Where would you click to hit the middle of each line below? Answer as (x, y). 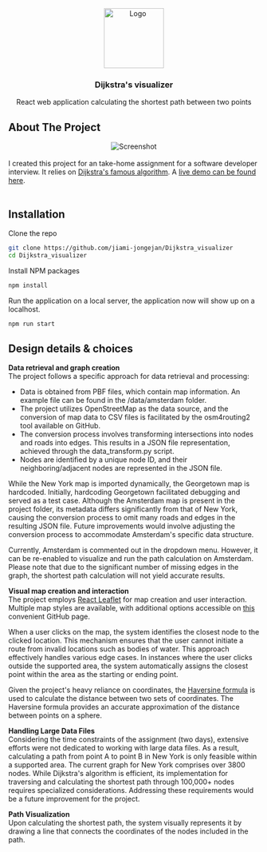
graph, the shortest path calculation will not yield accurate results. (117, 575)
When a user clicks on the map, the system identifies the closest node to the (134, 632)
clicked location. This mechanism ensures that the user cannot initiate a (126, 641)
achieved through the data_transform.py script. (97, 452)
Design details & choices (71, 348)
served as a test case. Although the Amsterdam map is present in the (122, 501)
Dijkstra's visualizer (134, 85)
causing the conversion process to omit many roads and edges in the (122, 518)
